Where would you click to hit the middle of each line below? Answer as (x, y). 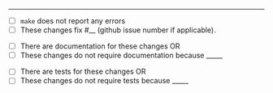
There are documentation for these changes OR (100, 46)
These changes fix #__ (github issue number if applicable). (118, 30)
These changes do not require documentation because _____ (121, 55)
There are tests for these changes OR (83, 72)
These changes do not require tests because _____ (104, 81)
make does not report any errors (73, 21)
